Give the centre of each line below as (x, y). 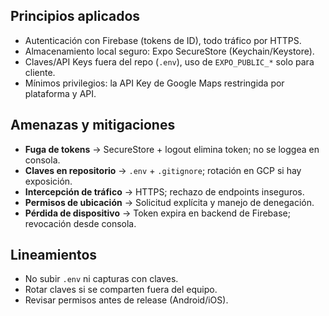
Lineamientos (54, 255)
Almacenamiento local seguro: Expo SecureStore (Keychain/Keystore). (169, 51)
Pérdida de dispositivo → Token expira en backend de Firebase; (157, 213)
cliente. (40, 72)
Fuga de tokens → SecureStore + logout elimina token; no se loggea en (172, 149)
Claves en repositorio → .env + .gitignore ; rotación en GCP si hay (163, 170)
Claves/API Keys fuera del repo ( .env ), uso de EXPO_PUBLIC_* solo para (169, 61)
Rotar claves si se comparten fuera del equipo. (121, 290)
